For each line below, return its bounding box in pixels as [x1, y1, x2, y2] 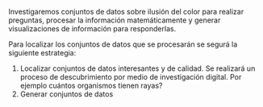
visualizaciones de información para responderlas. [8, 24, 177, 33]
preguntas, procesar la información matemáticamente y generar [8, 15, 221, 25]
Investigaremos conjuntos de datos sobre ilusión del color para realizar [8, 7, 244, 16]
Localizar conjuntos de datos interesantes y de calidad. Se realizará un [19, 64, 256, 73]
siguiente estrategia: [8, 48, 77, 57]
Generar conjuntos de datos [19, 89, 114, 99]
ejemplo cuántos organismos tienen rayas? [19, 80, 163, 90]
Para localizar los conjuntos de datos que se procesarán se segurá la [8, 39, 238, 49]
